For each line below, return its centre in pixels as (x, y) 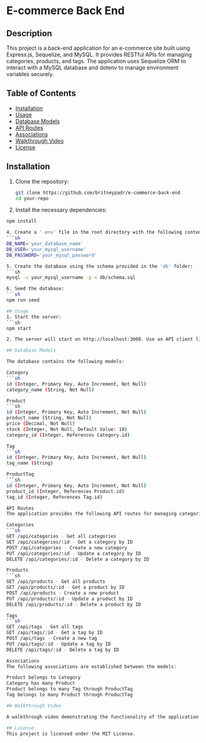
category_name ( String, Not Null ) (51, 390)
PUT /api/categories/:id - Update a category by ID (74, 553)
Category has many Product (41, 683)
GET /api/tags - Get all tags (45, 627)
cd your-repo (32, 198)
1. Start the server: (34, 317)
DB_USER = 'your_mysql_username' (46, 249)
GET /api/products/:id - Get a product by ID (65, 587)
